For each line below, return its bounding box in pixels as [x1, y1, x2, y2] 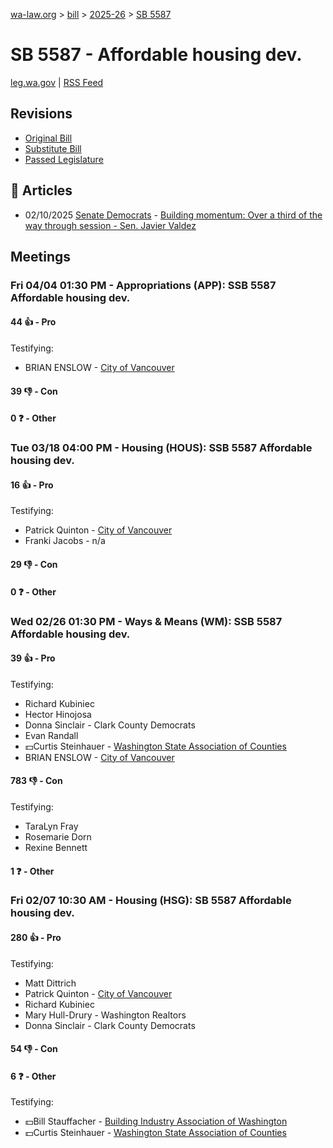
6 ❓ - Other [10, 1070, 57, 1082]
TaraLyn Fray [24, 820, 79, 832]
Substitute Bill [24, 142, 82, 154]
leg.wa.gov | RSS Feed [10, 76, 104, 88]
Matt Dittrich [24, 977, 77, 989]
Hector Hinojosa [24, 708, 92, 720]
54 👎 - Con [10, 1043, 58, 1055]
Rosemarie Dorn [24, 830, 92, 843]
